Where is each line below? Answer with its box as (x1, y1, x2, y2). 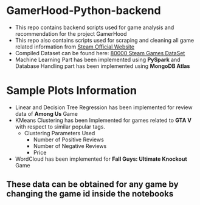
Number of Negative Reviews (33, 142, 107, 149)
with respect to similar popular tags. (15, 123, 105, 130)
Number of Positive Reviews (33, 136, 105, 143)
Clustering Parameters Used (24, 129, 95, 136)
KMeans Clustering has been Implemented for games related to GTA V (15, 116, 191, 124)
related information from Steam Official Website (15, 43, 135, 50)
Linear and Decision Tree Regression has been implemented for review (15, 104, 193, 111)
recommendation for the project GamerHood (15, 30, 127, 37)
